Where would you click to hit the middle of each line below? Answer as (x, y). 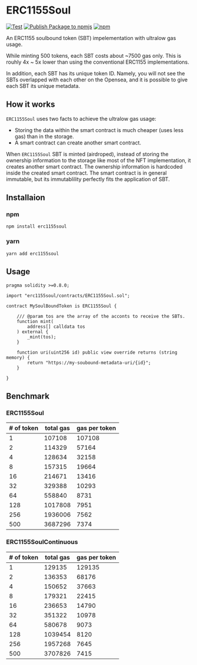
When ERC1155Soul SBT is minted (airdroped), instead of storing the (87, 154)
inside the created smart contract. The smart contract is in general (86, 173)
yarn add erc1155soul (33, 254)
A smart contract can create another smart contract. (78, 143)
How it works (31, 105)
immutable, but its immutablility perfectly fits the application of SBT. (88, 179)
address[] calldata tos (56, 327)
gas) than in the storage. (44, 136)
